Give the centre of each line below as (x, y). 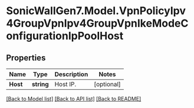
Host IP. (65, 84)
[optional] (107, 84)
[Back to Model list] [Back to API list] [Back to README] (74, 99)
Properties (26, 58)
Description (71, 74)
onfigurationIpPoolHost (65, 36)
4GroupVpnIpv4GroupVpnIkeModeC (97, 23)
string (40, 84)
